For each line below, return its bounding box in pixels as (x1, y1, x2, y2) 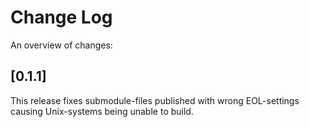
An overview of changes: (10, 39, 113, 51)
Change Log (10, 6, 113, 29)
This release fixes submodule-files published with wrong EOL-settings (10, 94, 300, 106)
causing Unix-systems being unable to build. (10, 105, 194, 117)
